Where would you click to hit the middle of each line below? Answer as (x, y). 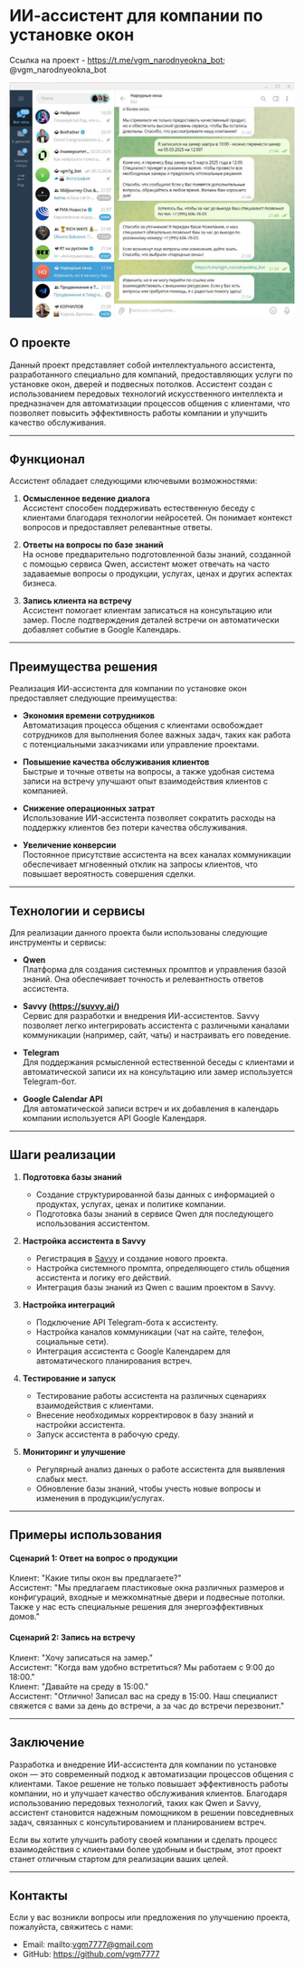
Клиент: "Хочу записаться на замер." (81, 1658)
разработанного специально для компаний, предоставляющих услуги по (151, 374)
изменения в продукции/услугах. (100, 1497)
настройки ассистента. (81, 1424)
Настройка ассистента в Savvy (84, 1241)
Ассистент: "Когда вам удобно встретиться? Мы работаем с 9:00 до (142, 1667)
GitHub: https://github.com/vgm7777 (91, 1954)
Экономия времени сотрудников (89, 716)
